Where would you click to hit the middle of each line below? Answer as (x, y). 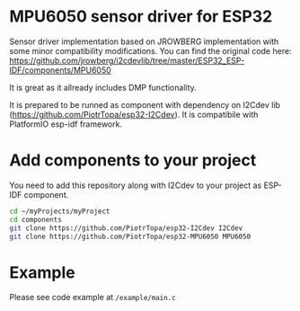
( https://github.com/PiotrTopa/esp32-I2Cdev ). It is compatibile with (134, 114)
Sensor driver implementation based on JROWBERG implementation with (144, 41)
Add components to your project (133, 160)
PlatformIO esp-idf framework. (66, 124)
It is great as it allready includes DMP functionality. (103, 87)
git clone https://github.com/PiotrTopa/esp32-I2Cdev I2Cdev (126, 228)
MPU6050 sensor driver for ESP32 (141, 17)
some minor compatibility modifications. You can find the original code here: (150, 50)
